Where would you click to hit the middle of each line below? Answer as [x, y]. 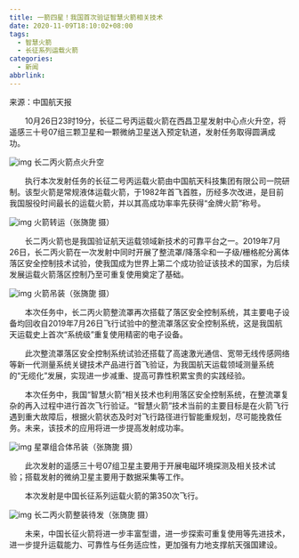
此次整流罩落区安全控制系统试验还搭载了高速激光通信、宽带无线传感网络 [157, 353]
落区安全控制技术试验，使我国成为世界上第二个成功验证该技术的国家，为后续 [149, 263]
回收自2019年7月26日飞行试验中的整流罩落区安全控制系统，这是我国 [149, 323]
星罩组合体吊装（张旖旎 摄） [86, 447]
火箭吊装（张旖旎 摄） [74, 293]
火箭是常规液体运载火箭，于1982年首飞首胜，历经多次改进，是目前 [162, 191]
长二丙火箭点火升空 [69, 162]
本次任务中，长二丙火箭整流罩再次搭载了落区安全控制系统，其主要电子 [153, 311]
